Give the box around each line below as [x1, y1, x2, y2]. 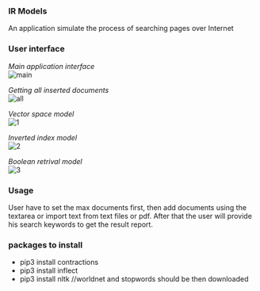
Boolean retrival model [8, 156, 82, 166]
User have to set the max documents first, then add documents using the [8, 202, 247, 212]
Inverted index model [8, 132, 78, 142]
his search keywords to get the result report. [8, 220, 153, 229]
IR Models [8, 6, 48, 17]
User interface [8, 44, 65, 55]
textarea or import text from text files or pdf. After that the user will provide [8, 211, 252, 220]
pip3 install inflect [19, 266, 78, 275]
